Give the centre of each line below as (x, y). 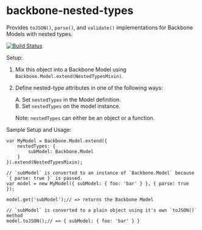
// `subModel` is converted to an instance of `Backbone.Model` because (100, 173)
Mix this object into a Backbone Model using (71, 69)
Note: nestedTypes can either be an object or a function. (85, 118)
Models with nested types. (40, 34)
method (15, 215)
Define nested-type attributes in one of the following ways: (89, 88)
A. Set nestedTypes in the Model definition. (68, 99)
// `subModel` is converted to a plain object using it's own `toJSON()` (102, 210)
